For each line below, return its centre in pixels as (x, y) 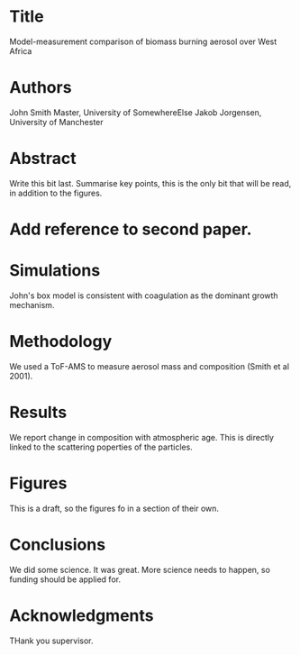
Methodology (61, 342)
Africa (21, 50)
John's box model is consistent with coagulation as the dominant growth (144, 296)
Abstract (43, 159)
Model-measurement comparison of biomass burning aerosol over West (143, 41)
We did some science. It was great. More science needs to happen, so (140, 569)
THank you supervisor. (51, 641)
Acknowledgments (82, 615)
